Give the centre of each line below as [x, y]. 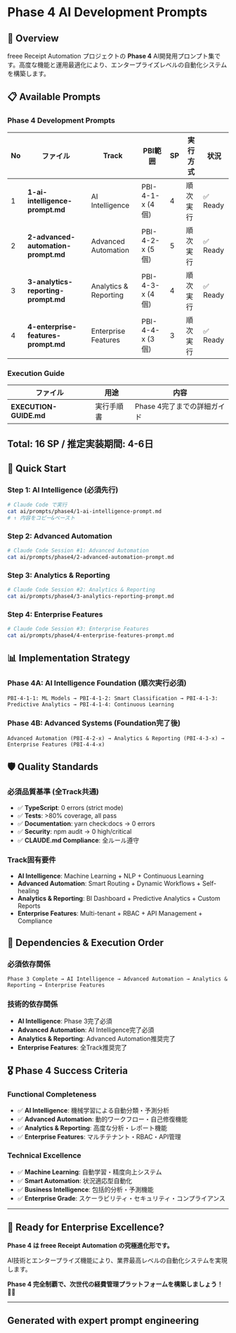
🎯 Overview [33, 38]
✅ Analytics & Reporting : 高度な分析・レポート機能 [92, 1128]
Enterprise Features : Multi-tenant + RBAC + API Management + [110, 913]
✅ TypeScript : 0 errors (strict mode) [70, 807]
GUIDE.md [28, 415]
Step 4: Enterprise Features [55, 614]
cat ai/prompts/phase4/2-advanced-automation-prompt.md [91, 557]
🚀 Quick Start [37, 468]
